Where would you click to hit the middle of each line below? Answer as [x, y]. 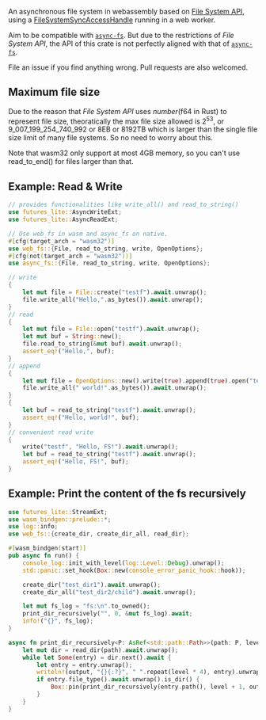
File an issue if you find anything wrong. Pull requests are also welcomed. [128, 67]
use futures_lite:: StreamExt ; [58, 512]
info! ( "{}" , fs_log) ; [58, 621]
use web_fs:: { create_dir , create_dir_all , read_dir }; [99, 534]
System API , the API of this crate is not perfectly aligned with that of [119, 44]
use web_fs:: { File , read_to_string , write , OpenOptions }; [106, 249]
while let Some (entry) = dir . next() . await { [97, 657]
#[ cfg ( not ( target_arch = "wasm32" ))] [70, 256]
